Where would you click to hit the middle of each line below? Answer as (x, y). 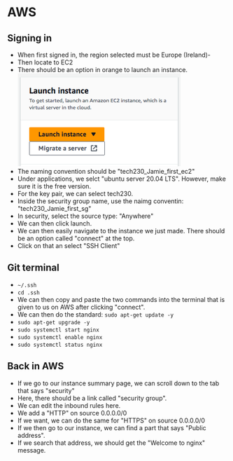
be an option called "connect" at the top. (76, 238)
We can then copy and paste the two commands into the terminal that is (121, 299)
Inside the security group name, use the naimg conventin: (100, 201)
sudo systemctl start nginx (58, 330)
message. (31, 450)
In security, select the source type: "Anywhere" (85, 216)
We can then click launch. (55, 223)
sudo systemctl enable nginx (60, 337)
